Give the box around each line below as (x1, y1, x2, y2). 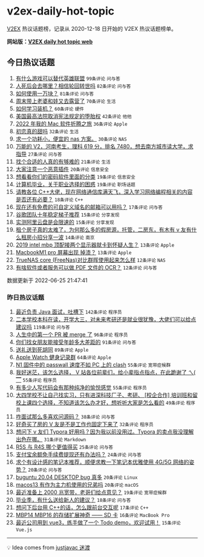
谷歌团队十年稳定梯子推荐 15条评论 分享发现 (15, 211, 120, 218)
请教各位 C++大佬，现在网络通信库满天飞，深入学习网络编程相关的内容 (15, 188, 193, 195)
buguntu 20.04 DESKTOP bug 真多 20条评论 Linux (15, 473, 138, 481)
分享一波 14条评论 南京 (42, 233, 95, 240)
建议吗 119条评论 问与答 (15, 323, 70, 331)
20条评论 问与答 (27, 467, 62, 473)
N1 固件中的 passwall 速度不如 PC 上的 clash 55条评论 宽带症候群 (15, 361, 171, 369)
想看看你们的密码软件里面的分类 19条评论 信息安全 (15, 173, 136, 180)
